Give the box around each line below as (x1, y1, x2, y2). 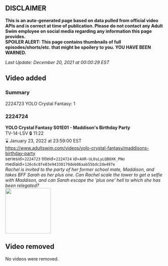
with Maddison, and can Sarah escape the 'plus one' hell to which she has (5, 177, 161, 183)
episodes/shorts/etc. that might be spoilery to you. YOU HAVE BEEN (5, 44, 151, 50)
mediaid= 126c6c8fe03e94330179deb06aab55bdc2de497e (5, 161, 115, 167)
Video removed (5, 242, 54, 251)
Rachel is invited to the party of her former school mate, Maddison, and (5, 166, 155, 172)
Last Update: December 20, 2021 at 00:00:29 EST (5, 59, 109, 65)
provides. (5, 33, 26, 39)
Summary (5, 89, 30, 96)
